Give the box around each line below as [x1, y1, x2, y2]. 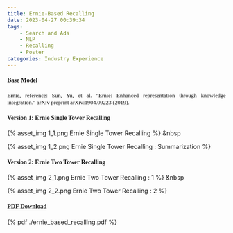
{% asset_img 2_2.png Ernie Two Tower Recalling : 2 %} [7, 187, 168, 195]
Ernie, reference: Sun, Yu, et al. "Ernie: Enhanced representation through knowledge [7, 92, 226, 99]
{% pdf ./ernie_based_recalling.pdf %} [7, 218, 118, 226]
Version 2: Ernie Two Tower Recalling [7, 158, 106, 166]
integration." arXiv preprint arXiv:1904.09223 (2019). [7, 98, 130, 106]
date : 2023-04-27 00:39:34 [7, 17, 85, 24]
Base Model [7, 77, 38, 84]
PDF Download [7, 202, 47, 210]
